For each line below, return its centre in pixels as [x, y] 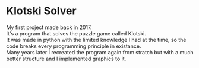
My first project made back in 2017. [49, 27]
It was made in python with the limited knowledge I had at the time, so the [96, 40]
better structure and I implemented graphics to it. [66, 59]
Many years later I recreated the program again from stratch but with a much [100, 52]
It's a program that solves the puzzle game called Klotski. [76, 33]
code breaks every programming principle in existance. [74, 46]
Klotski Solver [41, 11]
